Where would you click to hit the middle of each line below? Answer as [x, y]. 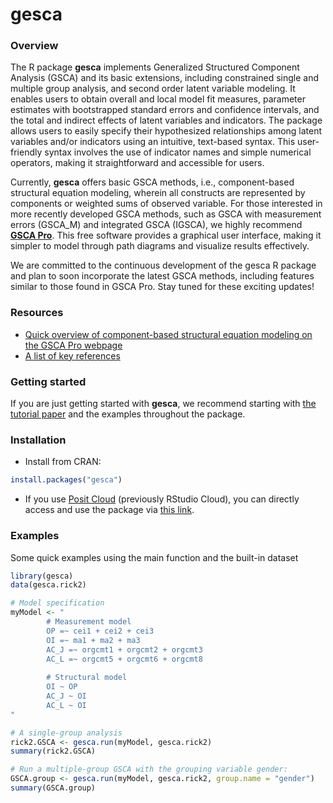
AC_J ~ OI [66, 696]
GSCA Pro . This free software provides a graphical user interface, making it [166, 235]
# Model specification [57, 603]
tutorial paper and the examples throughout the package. [128, 414]
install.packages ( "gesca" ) [66, 480]
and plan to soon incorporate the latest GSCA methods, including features [162, 276]
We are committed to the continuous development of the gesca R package [163, 265]
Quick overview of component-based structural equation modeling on [168, 334]
